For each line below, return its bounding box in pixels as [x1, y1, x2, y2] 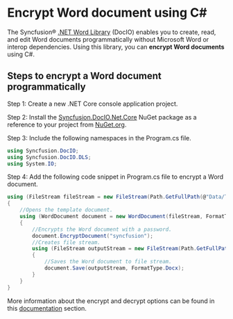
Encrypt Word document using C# [7, 5, 207, 21]
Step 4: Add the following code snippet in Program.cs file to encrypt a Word [7, 172, 224, 181]
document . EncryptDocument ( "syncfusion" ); [32, 232, 154, 239]
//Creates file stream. [32, 238, 101, 246]
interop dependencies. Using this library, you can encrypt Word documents [7, 42, 225, 51]
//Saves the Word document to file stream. [44, 259, 172, 265]
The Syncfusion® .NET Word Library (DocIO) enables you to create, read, [7, 28, 216, 36]
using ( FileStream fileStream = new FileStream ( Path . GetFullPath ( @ [7, 193, 207, 201]
